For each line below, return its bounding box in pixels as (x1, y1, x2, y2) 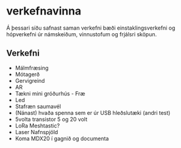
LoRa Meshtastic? (15, 122, 60, 129)
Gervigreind (15, 77, 46, 84)
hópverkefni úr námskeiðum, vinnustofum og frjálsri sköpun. (6, 30, 157, 37)
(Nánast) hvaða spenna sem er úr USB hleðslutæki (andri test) (15, 109, 171, 116)
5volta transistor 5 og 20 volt (15, 115, 87, 123)
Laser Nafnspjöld (15, 128, 58, 135)
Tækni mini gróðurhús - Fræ (15, 89, 86, 97)
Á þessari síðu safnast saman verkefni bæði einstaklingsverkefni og (6, 24, 176, 31)
